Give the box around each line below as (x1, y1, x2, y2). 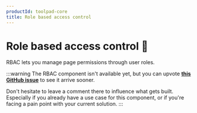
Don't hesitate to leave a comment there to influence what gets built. (6, 88, 174, 95)
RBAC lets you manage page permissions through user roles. (6, 59, 155, 66)
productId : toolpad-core (6, 8, 68, 15)
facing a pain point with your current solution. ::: (6, 101, 123, 108)
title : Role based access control (6, 14, 92, 20)
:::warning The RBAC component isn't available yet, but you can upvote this (6, 70, 191, 77)
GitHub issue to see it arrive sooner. (6, 77, 95, 84)
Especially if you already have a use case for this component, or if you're (6, 94, 185, 101)
